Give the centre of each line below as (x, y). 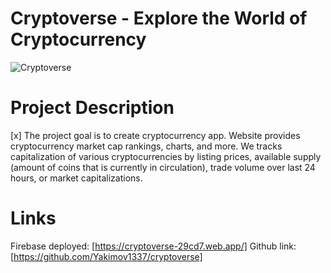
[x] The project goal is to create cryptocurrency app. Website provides (155, 135)
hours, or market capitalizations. (76, 178)
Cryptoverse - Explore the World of (159, 18)
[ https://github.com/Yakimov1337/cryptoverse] (106, 256)
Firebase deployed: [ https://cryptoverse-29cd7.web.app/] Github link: (153, 246)
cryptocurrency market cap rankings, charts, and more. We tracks (146, 146)
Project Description (92, 108)
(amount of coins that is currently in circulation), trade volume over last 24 (163, 167)
